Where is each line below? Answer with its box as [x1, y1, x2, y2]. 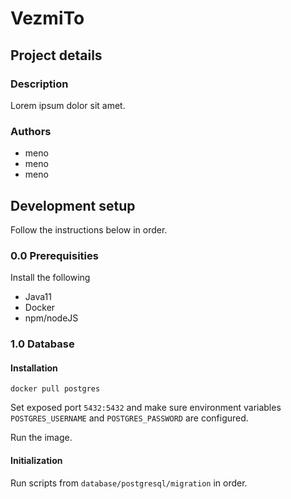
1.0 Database [10, 337, 75, 351]
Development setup [10, 197, 136, 214]
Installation [10, 362, 58, 374]
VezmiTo [10, 7, 85, 30]
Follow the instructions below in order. [10, 223, 168, 236]
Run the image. [10, 432, 73, 444]
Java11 [24, 291, 52, 303]
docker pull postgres [10, 384, 101, 394]
